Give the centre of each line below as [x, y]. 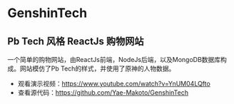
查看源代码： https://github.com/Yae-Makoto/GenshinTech [103, 93]
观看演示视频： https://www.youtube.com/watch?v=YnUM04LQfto [114, 84]
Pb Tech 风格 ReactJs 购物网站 [76, 41]
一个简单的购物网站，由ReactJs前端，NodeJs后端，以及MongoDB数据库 [114, 59]
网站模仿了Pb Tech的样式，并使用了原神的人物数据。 [97, 68]
